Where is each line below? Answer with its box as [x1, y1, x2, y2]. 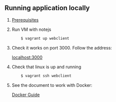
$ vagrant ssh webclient [21, 73, 72, 78]
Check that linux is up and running [11, 64, 82, 70]
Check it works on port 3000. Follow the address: [11, 45, 112, 51]
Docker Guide [11, 92, 40, 98]
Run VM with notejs [11, 26, 52, 32]
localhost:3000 [11, 54, 43, 60]
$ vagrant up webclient [21, 36, 69, 41]
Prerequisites [11, 17, 39, 23]
